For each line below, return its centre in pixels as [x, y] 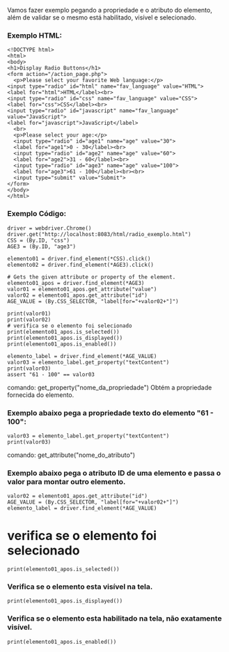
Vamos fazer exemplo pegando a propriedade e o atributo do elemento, [110, 10]
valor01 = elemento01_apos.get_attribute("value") [82, 289]
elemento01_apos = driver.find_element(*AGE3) [76, 283]
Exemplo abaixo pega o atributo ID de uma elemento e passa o [114, 473]
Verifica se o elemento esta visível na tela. [80, 587]
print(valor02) [29, 320]
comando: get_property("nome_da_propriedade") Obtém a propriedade [110, 387]
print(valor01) [29, 313]
